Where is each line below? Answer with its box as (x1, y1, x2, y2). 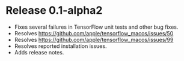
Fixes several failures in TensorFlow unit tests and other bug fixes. (14, 23, 179, 30)
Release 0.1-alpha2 (5, 4, 103, 17)
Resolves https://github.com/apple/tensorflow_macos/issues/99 (14, 36, 174, 43)
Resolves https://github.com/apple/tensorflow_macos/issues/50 (14, 29, 174, 36)
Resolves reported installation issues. (14, 42, 107, 50)
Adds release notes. (14, 48, 64, 56)
